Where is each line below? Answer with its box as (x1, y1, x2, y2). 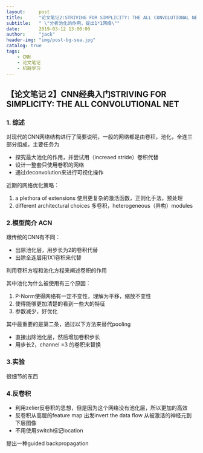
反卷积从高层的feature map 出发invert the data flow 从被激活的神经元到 (14, 411, 192, 418)
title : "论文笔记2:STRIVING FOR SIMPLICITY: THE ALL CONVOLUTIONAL (6, 15, 190, 21)
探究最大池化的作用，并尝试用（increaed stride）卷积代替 (14, 154, 159, 161)
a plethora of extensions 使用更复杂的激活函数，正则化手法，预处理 (14, 194, 183, 202)
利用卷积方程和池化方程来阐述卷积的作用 (6, 267, 107, 274)
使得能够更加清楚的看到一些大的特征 (14, 300, 106, 308)
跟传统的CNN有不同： (6, 234, 61, 241)
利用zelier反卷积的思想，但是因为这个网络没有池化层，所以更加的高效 (14, 404, 188, 411)
